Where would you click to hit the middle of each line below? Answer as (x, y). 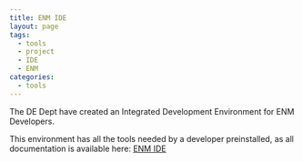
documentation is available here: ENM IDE (88, 148)
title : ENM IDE (38, 18)
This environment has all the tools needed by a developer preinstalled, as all (151, 138)
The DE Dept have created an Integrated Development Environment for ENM (152, 111)
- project (36, 52)
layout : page (34, 26)
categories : (32, 77)
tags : (20, 35)
